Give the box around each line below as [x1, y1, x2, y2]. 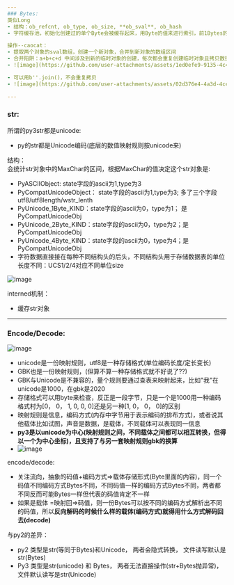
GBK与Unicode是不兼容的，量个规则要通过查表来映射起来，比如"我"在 [17, 376, 219, 385]
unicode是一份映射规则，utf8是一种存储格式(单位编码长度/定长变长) [17, 359, 212, 367]
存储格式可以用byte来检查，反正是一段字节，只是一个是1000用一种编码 [17, 394, 221, 402]
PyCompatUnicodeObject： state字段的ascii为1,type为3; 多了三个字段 [17, 188, 217, 196]
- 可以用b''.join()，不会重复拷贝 [7, 74, 97, 81]
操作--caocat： [7, 42, 48, 49]
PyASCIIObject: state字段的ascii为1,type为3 [17, 179, 141, 188]
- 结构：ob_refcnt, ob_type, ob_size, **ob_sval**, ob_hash [7, 23, 182, 30]
